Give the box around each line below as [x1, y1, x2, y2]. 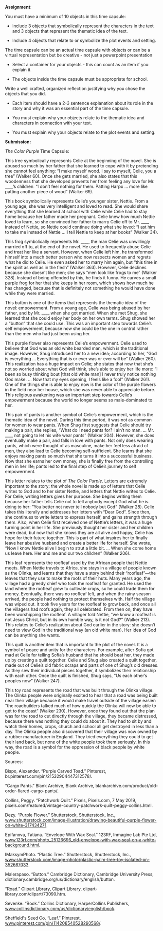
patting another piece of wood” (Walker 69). [5, 189, 93, 194]
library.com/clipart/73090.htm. [5, 891, 67, 897]
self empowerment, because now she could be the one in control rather [5, 326, 149, 331]
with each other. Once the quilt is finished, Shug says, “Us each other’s [5, 673, 147, 678]
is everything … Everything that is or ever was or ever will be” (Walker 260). [5, 356, 157, 362]
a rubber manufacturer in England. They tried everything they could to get [5, 734, 153, 739]
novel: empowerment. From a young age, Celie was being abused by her [5, 305, 151, 310]
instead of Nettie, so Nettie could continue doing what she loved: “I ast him [5, 224, 155, 230]
